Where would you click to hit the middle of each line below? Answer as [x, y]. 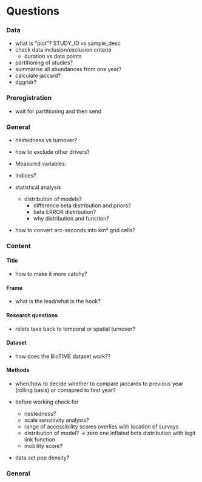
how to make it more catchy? [51, 274]
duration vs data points [53, 57]
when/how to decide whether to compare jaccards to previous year [99, 384]
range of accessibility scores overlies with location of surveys [101, 427]
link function [40, 439]
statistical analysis [38, 187]
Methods [18, 370]
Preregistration [29, 98]
